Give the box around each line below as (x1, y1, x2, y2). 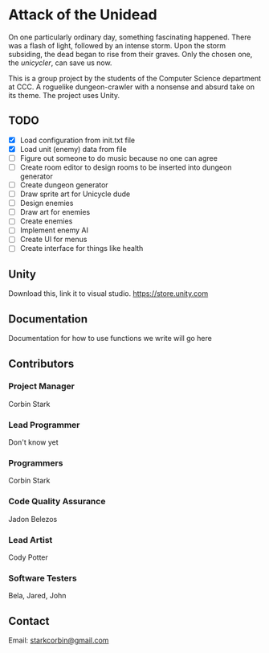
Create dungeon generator (19, 180, 108, 190)
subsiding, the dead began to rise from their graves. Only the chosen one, (8, 49, 253, 59)
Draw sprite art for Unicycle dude (19, 189, 131, 199)
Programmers (8, 458, 63, 469)
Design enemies (19, 199, 74, 208)
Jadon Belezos (8, 514, 58, 524)
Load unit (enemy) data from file (19, 144, 127, 154)
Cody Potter (8, 552, 48, 562)
